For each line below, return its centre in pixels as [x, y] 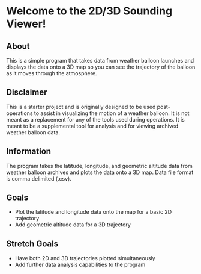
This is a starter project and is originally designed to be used [81, 107]
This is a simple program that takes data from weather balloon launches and [100, 61]
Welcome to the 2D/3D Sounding [89, 11]
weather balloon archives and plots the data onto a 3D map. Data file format [100, 172]
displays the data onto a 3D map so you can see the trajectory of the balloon [101, 67]
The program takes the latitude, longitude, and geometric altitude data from [100, 166]
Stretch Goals [32, 244]
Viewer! [26, 24]
